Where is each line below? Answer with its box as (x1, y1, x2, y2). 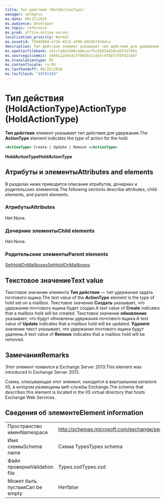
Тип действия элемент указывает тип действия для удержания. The (5, 130, 148, 136)
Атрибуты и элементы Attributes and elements (5, 168, 154, 177)
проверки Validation (7, 463, 54, 470)
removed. (5, 336, 25, 343)
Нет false (58, 484, 79, 491)
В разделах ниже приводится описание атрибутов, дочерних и (5, 181, 137, 187)
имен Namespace (7, 429, 48, 435)
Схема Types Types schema (58, 443, 123, 450)
